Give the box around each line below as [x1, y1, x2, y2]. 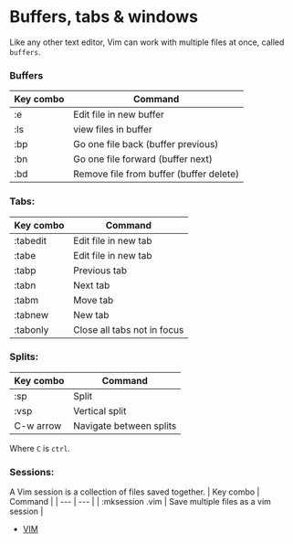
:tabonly [14, 323, 49, 335]
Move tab [72, 293, 114, 306]
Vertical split [72, 404, 127, 417]
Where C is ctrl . [9, 442, 70, 453]
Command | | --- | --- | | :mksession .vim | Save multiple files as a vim [9, 496, 272, 507]
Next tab [72, 279, 110, 292]
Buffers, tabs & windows [9, 6, 199, 27]
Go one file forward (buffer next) [72, 153, 213, 165]
